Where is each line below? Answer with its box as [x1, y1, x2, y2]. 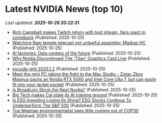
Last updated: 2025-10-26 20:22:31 [5, 20, 80, 26]
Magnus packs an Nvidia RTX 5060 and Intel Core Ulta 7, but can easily [12, 76, 157, 82]
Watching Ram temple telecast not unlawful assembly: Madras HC [12, 39, 146, 45]
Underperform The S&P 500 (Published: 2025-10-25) [12, 102, 120, 108]
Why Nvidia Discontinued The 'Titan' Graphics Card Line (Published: [12, 55, 151, 61]
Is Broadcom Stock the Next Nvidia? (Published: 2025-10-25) [12, 87, 136, 92]
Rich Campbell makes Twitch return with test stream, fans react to [12, 29, 146, 35]
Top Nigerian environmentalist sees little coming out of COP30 [12, 107, 139, 114]
